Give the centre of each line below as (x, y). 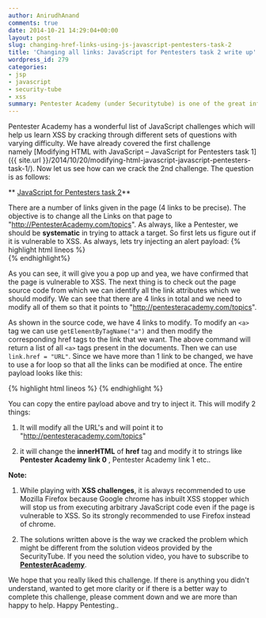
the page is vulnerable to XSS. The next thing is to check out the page (122, 282)
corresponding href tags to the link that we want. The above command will (129, 340)
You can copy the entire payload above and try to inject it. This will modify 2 (132, 404)
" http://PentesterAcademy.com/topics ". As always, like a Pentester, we (123, 225)
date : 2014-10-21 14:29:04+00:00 (63, 30)
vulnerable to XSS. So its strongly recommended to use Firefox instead (135, 516)
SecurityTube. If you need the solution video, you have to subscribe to (134, 556)
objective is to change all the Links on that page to (90, 216)
